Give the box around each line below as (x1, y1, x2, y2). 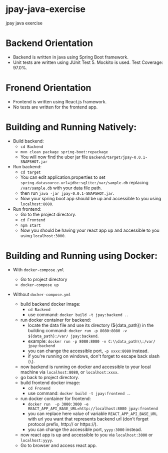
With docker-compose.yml (12, 266, 64, 273)
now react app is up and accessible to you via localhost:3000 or (20, 432, 153, 438)
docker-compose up (20, 282, 59, 288)
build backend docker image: (20, 301, 80, 307)
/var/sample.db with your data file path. (20, 185, 102, 191)
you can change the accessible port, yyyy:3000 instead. (27, 426, 142, 433)
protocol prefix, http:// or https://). (27, 421, 98, 427)
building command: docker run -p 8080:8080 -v (27, 327, 127, 333)
